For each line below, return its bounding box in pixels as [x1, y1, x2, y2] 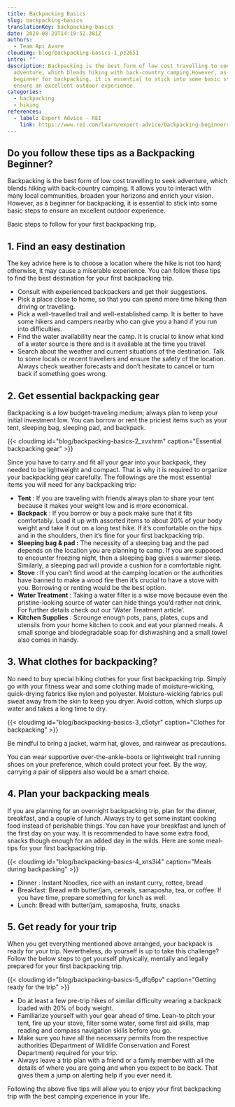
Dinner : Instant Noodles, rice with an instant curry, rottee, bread [17, 878, 204, 887]
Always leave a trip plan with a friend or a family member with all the [17, 1056, 215, 1065]
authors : [7, 36, 33, 43]
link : [20, 121, 36, 128]
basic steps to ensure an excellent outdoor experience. [7, 206, 166, 215]
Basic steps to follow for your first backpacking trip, [7, 220, 157, 229]
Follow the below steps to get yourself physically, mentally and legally [7, 955, 208, 963]
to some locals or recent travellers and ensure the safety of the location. [17, 355, 226, 363]
